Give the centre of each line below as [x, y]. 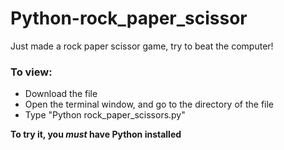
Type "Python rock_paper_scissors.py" [105, 115]
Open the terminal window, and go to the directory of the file [149, 104]
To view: [31, 72]
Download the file [61, 94]
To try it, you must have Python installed [96, 134]
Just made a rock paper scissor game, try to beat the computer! [142, 46]
